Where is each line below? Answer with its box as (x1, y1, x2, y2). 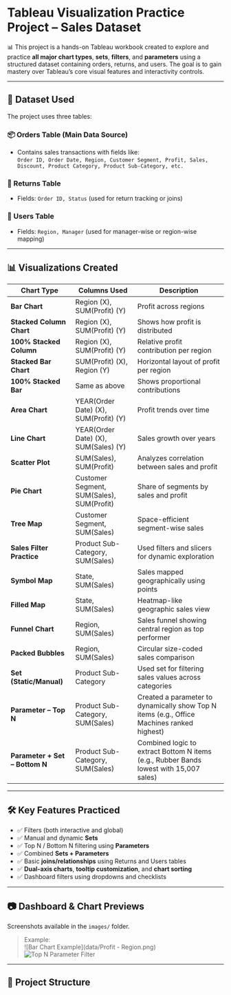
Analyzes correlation (137, 453, 204, 463)
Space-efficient (137, 515, 189, 524)
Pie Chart (10, 486, 43, 496)
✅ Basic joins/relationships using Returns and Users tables (16, 857, 187, 865)
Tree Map (10, 519, 43, 529)
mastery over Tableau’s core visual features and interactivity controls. (7, 67, 205, 75)
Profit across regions (137, 302, 205, 311)
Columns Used (78, 286, 128, 295)
